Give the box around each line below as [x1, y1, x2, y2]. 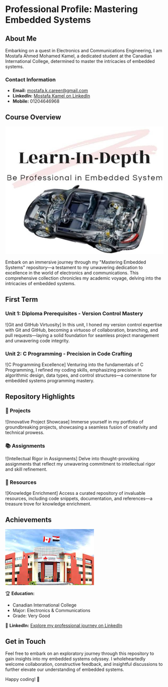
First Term [5, 295, 38, 304]
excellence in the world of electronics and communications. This [5, 270, 139, 276]
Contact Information [5, 76, 56, 83]
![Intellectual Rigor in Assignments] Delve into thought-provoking [5, 456, 139, 462]
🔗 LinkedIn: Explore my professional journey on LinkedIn [5, 623, 123, 629]
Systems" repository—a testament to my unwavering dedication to [5, 265, 143, 271]
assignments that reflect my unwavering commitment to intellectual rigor [5, 461, 156, 467]
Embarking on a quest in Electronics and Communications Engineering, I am [5, 48, 162, 53]
